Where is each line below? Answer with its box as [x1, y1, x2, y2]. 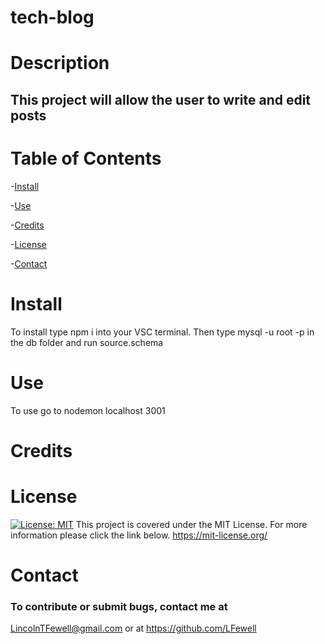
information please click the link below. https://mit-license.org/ [10, 529, 268, 541]
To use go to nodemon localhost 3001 [10, 404, 166, 416]
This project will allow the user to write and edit [10, 91, 312, 108]
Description [10, 52, 110, 75]
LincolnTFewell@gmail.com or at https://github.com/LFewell [10, 622, 257, 635]
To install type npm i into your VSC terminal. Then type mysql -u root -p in [10, 326, 315, 338]
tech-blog [10, 6, 95, 29]
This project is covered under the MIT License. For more [75, 518, 308, 530]
